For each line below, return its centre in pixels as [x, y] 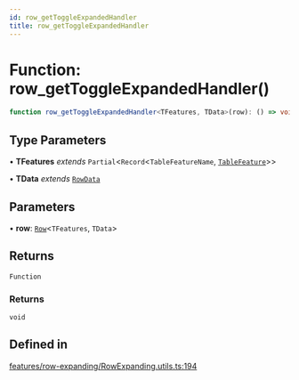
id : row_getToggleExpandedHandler [73, 17]
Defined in [39, 345]
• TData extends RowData [55, 179]
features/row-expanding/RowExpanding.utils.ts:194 [103, 366]
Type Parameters [58, 140]
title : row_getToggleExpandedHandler [79, 26]
